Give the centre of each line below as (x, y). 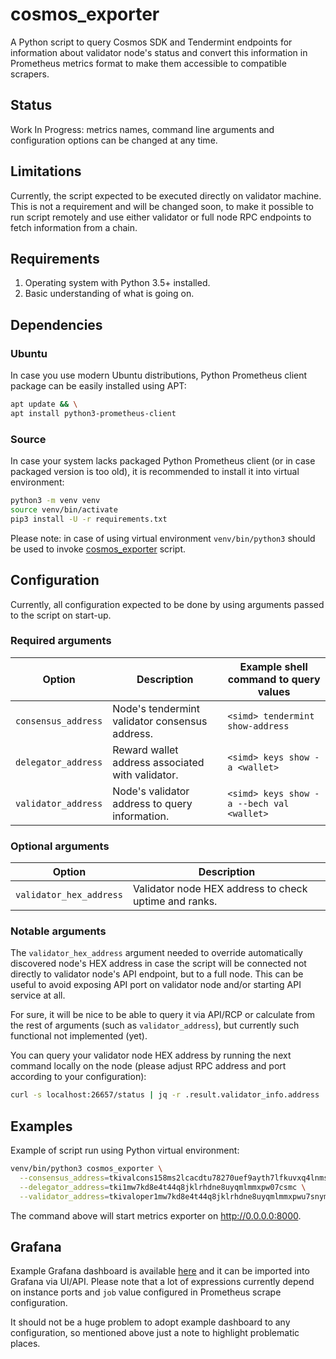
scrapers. (30, 74)
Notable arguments (58, 931)
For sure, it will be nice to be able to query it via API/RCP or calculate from (162, 1015)
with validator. (145, 775)
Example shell (273, 666)
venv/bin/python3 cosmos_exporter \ (86, 1169)
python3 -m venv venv (55, 501)
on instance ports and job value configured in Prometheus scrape (146, 1292)
